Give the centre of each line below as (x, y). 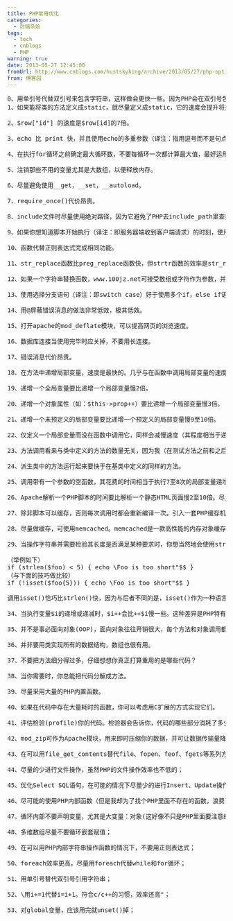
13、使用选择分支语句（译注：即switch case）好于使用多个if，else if (114, 295)
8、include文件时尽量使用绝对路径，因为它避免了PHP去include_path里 (113, 217)
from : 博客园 (24, 78)
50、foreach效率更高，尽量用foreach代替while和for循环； (97, 863)
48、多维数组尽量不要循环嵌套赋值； (60, 832)
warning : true (28, 59)
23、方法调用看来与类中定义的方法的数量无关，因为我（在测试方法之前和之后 (117, 451)
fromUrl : (20, 71)
